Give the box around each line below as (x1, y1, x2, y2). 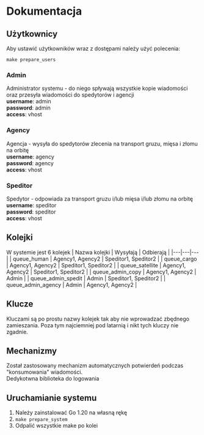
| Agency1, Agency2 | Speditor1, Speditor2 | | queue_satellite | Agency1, (6, 261, 186, 269)
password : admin (6, 104, 51, 111)
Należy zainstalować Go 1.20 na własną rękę (15, 409, 127, 417)
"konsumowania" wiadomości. (6, 368, 83, 376)
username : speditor (6, 201, 57, 209)
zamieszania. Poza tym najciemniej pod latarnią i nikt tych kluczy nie (6, 321, 179, 329)
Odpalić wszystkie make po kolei (15, 422, 98, 429)
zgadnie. (6, 328, 29, 335)
